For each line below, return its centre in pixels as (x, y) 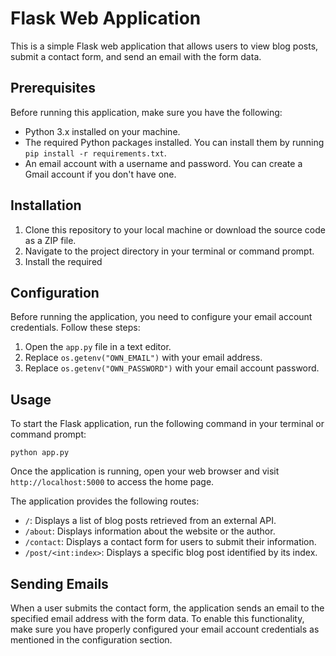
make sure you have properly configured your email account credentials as (165, 629)
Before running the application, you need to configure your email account (161, 317)
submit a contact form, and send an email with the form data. (136, 56)
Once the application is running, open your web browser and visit (145, 471)
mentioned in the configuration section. (91, 640)
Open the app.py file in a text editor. (98, 347)
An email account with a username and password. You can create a (163, 163)
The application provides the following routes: (105, 501)
